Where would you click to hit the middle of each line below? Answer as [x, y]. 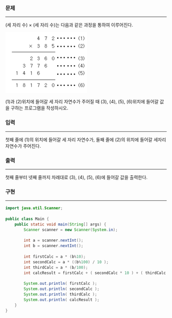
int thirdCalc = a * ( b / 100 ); [56, 267]
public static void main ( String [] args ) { [60, 224]
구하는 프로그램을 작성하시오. [39, 108]
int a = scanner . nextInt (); [53, 241]
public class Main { [27, 219]
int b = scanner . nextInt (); [53, 246]
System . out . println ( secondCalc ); [62, 289]
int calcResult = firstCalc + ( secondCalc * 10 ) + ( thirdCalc [95, 273]
